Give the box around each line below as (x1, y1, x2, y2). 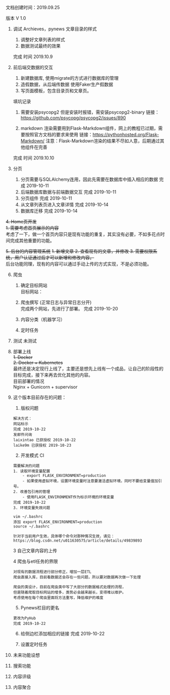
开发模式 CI (20, 452, 44, 458)
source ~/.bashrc (13, 524, 50, 529)
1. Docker (13, 354, 33, 360)
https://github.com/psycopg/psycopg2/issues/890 (20, 115, 126, 121)
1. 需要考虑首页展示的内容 (6, 225, 59, 231)
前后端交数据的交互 (13, 65, 53, 70)
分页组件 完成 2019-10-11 (20, 195, 73, 201)
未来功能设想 (13, 652, 40, 658)
